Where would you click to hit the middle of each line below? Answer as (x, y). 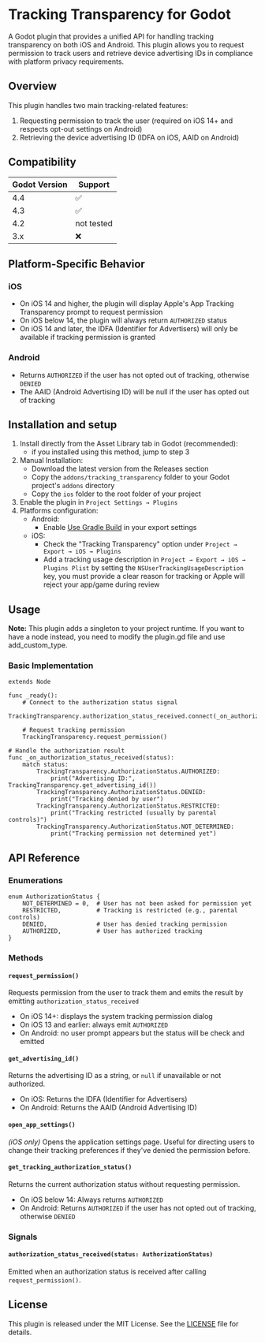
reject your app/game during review (101, 584)
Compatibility (42, 162)
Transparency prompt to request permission (91, 312)
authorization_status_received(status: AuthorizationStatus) (111, 1255)
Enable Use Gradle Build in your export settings (120, 528)
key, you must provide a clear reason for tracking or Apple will (144, 576)
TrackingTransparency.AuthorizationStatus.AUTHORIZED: (129, 772)
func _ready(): (33, 696)
